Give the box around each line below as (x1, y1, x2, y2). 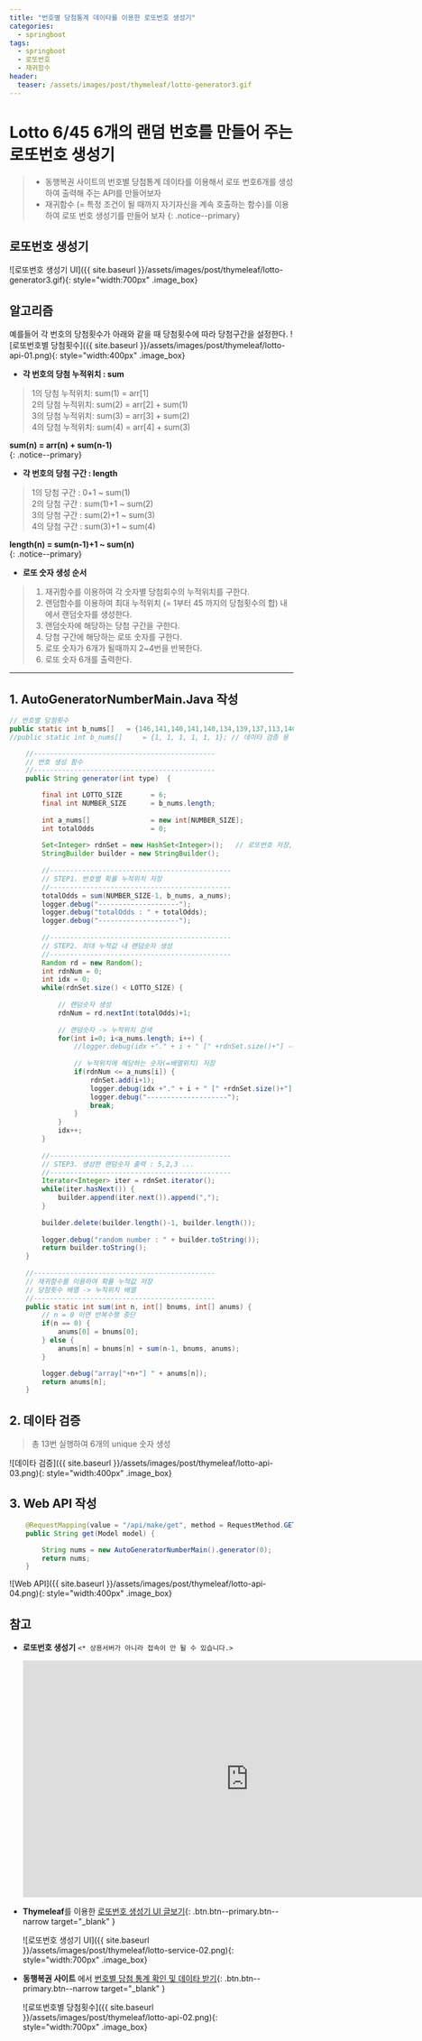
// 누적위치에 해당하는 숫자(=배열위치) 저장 (73, 1059, 216, 1068)
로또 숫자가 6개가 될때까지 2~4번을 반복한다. (44, 642, 203, 654)
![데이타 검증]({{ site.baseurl (9, 1458, 112, 1469)
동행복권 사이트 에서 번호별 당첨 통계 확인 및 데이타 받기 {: (22, 1973, 223, 1984)
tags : (9, 38, 30, 48)
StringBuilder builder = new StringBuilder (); (41, 849, 220, 858)
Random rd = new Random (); (41, 958, 143, 967)
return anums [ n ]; (41, 1377, 106, 1386)
